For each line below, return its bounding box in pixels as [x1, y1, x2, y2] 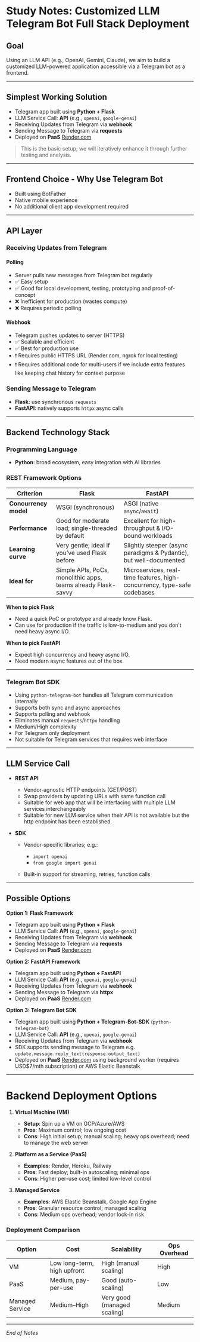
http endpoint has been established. [23, 817, 112, 825]
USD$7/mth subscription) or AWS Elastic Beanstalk [14, 1062, 140, 1070]
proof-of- [152, 285, 176, 292]
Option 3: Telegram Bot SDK [6, 1006, 77, 1013]
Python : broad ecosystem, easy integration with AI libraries [14, 459, 161, 466]
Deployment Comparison [6, 1226, 80, 1234]
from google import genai [32, 860, 97, 866]
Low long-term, [49, 1259, 94, 1267]
